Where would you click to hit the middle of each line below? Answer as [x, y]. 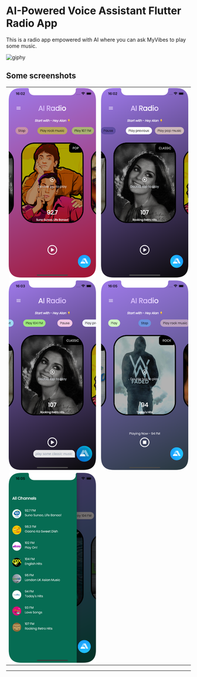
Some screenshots [41, 76]
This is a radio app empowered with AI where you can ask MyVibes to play [96, 39]
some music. [21, 46]
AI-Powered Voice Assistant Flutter [94, 11]
